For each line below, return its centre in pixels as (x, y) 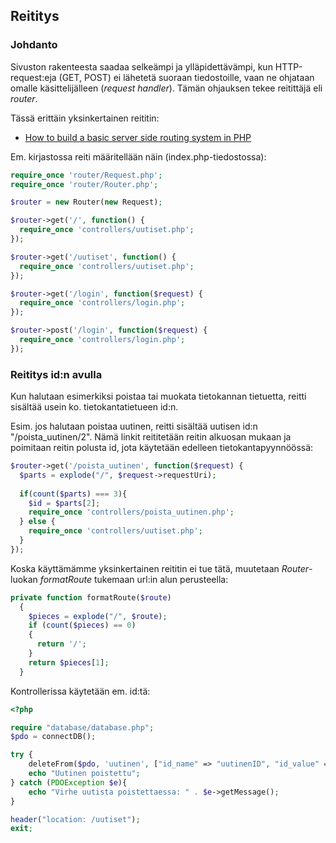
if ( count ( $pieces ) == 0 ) (82, 625)
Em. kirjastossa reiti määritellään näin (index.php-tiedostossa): (138, 156)
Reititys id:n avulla (56, 374)
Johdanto (34, 45)
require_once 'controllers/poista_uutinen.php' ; (131, 512)
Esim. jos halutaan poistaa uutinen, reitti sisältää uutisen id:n (134, 426)
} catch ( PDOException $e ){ (69, 782)
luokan (24, 579)
